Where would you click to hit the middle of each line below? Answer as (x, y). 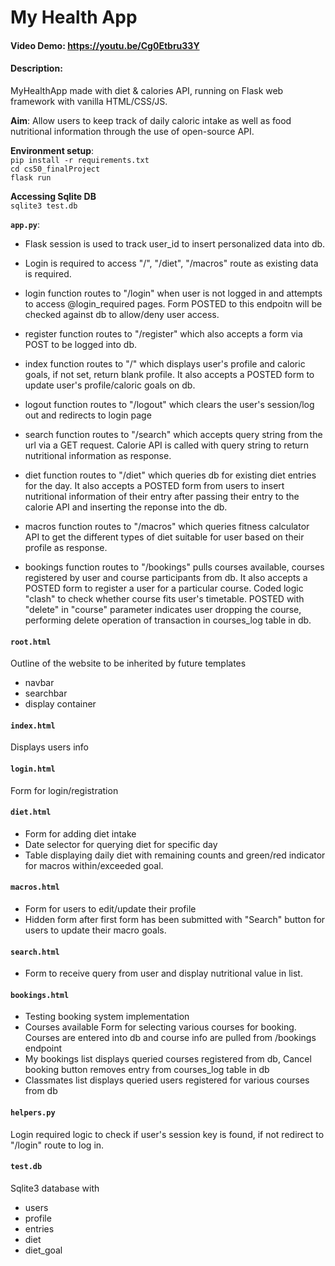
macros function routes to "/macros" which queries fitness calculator (167, 526)
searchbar (46, 693)
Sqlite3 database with (55, 1188)
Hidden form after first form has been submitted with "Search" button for (175, 919)
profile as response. (66, 547)
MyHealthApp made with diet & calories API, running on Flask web (147, 90)
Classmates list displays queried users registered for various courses (167, 1080)
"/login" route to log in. (57, 1145)
